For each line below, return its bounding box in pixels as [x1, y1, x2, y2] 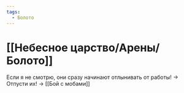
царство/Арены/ [70, 41, 160, 55]
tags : [6, 9, 20, 15]
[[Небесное [6, 41, 69, 55]
